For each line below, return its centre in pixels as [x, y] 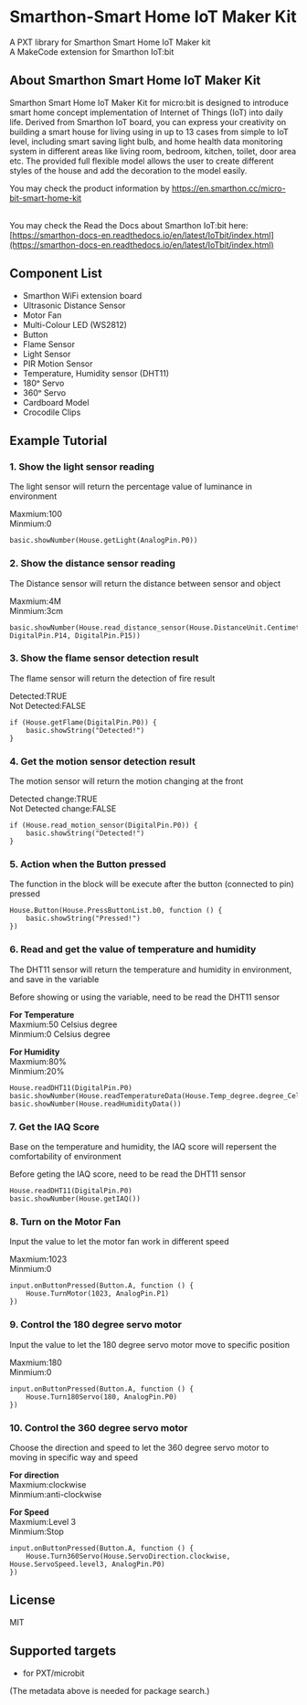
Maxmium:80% [38, 1061]
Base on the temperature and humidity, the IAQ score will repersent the [143, 1147]
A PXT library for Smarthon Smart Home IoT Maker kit [110, 42]
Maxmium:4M [36, 601]
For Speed [29, 1512]
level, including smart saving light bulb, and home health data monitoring [146, 141]
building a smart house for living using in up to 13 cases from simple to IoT [149, 132]
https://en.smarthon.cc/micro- [229, 188]
